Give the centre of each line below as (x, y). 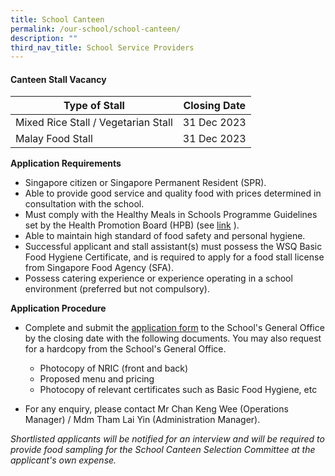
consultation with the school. (84, 204)
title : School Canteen (57, 19)
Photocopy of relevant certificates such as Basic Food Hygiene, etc (178, 390)
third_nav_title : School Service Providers (102, 47)
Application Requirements (66, 163)
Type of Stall (94, 106)
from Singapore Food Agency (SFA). (99, 268)
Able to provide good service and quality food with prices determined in (173, 193)
